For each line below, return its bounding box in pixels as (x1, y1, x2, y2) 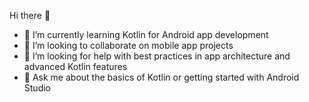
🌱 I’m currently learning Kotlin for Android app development (23, 29, 269, 40)
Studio (23, 82, 51, 94)
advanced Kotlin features (23, 61, 128, 72)
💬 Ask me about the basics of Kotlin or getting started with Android (23, 71, 300, 83)
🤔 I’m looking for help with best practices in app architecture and (23, 50, 291, 62)
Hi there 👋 (9, 10, 51, 21)
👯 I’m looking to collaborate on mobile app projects (23, 40, 234, 51)
